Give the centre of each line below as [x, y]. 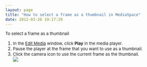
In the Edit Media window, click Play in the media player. [68, 43]
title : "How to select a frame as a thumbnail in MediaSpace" [73, 15]
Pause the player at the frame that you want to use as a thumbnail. [78, 49]
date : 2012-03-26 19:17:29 [34, 19]
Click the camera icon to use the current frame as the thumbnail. [76, 54]
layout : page [19, 10]
